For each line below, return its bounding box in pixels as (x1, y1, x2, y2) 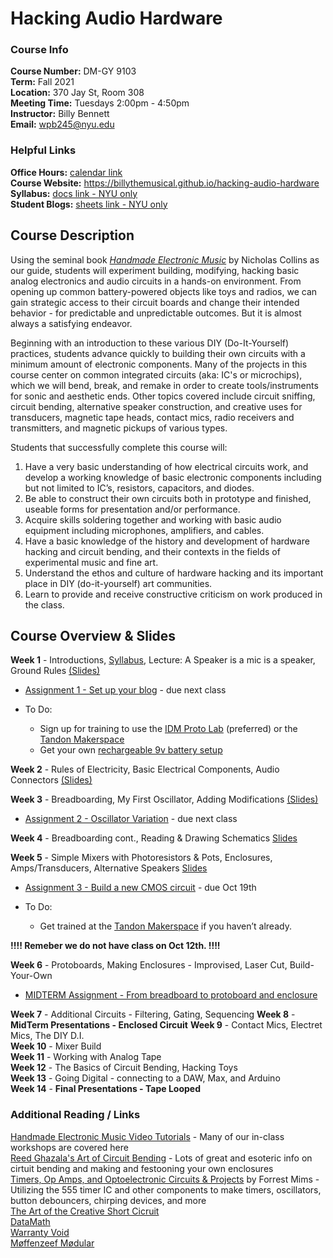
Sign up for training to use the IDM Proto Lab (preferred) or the (39, 723, 298, 735)
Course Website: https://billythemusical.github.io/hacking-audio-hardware (10, 177, 320, 189)
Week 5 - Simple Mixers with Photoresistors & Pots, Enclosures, (10, 852, 273, 864)
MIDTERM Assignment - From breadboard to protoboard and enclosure (24, 989, 318, 1001)
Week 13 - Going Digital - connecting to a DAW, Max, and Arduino (10, 1072, 281, 1084)
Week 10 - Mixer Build (10, 1040, 102, 1052)
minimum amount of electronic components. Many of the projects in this (10, 358, 308, 370)
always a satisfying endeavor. (10, 317, 133, 329)
